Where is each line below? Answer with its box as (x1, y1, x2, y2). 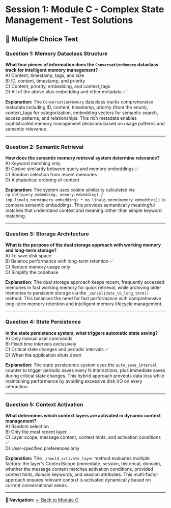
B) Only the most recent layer (5, 429, 67, 435)
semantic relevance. (5, 126, 48, 132)
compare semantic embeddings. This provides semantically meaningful (5, 202, 155, 208)
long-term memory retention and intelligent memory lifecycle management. (5, 301, 163, 307)
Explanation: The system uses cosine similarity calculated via (5, 187, 135, 193)
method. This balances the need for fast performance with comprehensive (5, 296, 161, 302)
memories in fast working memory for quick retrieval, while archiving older (5, 284, 161, 291)
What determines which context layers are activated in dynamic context (5, 413, 161, 419)
